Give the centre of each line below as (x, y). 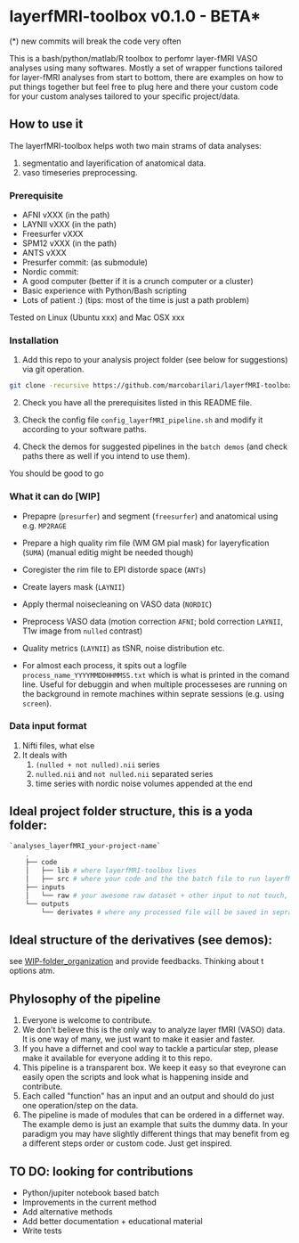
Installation (34, 340)
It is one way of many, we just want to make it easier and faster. (138, 1039)
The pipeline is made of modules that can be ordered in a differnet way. (153, 1115)
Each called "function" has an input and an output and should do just (148, 1096)
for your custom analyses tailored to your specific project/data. (125, 96)
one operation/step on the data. (80, 1106)
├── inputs (45, 887)
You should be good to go (57, 473)
